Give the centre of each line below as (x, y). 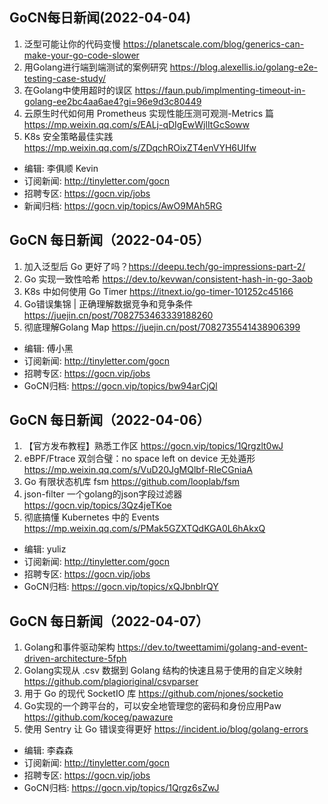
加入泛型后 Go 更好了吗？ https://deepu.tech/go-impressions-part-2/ (164, 266)
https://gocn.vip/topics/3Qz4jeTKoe (97, 505)
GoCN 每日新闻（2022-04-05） (110, 240)
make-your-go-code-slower (81, 55)
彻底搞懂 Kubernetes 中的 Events (91, 517)
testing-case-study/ (65, 78)
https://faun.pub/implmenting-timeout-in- (220, 90)
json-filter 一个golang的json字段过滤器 (103, 494)
